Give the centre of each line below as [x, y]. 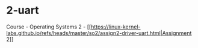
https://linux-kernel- [116, 27]
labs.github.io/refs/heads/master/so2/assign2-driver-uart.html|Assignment [99, 33]
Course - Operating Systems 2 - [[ [49, 27]
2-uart [23, 10]
